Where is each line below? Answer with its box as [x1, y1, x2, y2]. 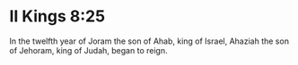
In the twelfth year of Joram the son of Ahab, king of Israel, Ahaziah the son [9, 36, 290, 46]
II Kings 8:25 [9, 6, 106, 27]
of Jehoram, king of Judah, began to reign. [9, 45, 168, 55]
